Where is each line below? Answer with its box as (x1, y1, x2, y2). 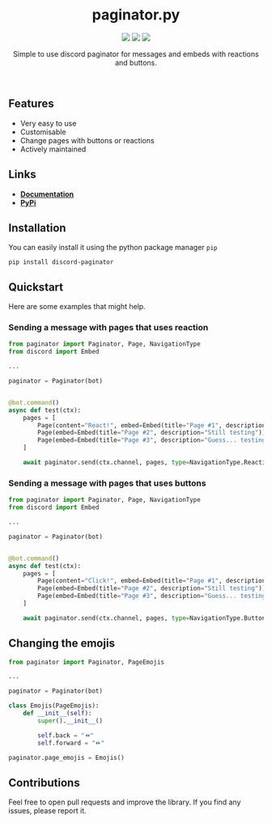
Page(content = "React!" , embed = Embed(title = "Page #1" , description (37, 421, 266, 430)
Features (8, 97, 54, 111)
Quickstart (8, 280, 64, 294)
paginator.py (91, 6, 181, 24)
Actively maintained (19, 144, 87, 154)
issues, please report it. (8, 806, 87, 816)
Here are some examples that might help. (8, 302, 146, 312)
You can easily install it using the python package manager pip (8, 243, 218, 252)
